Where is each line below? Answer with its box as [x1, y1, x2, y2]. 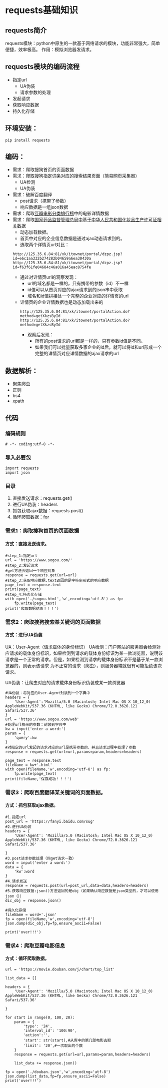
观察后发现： [27, 332, 54, 338]
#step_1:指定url [5, 553, 37, 558]
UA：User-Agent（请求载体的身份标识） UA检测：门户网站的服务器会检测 [5, 644, 156, 650]
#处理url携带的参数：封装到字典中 [5, 722, 66, 727]
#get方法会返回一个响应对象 [5, 568, 55, 573]
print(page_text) [5, 586, 41, 592]
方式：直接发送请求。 [5, 541, 49, 547]
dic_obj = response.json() [5, 898, 61, 903]
